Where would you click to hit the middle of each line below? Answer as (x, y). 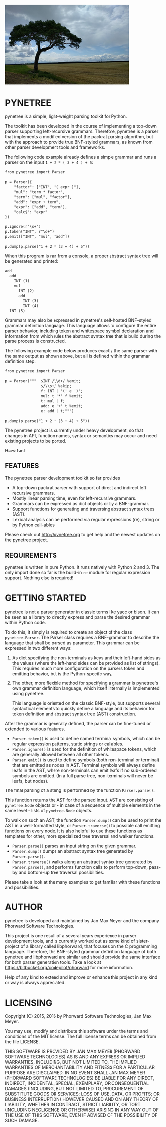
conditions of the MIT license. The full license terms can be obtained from (81, 1037)
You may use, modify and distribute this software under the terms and (77, 1031)
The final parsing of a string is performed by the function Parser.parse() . (80, 790)
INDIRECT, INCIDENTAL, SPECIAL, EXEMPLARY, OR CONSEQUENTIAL (77, 1083)
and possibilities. (22, 887)
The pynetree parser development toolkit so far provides (63, 478)
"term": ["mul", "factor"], (43, 197)
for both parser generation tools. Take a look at (53, 962)
